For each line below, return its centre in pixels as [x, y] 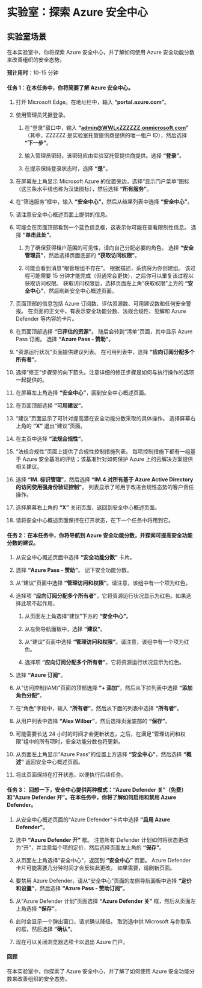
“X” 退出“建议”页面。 [59, 426]
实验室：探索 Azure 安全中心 [78, 12]
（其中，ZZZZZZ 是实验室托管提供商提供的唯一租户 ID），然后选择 [106, 135]
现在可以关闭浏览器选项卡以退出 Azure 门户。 [72, 941]
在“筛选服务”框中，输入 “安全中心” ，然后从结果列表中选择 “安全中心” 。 [104, 202]
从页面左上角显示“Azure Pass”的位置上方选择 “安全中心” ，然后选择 [99, 754]
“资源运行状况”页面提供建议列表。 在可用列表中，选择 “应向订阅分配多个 [105, 352]
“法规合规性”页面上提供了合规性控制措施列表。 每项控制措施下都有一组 [103, 452]
